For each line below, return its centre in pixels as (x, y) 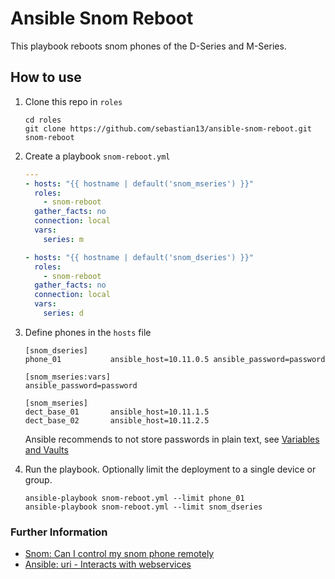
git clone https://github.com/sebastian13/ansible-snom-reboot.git (168, 128)
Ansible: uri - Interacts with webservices (108, 564)
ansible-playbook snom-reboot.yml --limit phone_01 (134, 498)
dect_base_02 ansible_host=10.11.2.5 (117, 420)
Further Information (59, 532)
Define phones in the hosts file (88, 332)
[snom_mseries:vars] (67, 377)
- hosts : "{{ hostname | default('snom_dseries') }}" (139, 257)
